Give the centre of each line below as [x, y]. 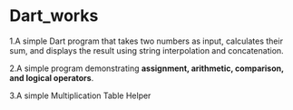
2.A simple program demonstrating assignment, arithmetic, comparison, [146, 68]
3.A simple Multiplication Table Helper [80, 95]
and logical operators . [52, 77]
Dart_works [54, 16]
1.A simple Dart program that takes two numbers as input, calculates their [146, 41]
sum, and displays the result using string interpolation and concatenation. [146, 50]
